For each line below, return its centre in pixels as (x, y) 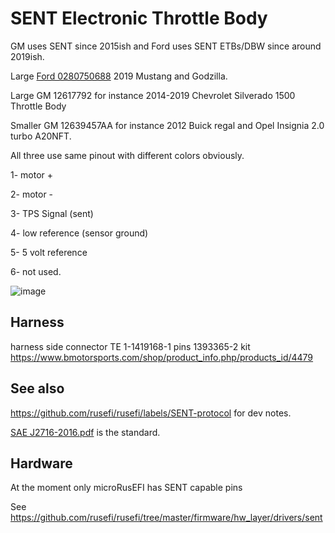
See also (37, 388)
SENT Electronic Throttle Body (139, 18)
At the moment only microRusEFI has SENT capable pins (126, 488)
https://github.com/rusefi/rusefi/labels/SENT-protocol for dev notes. (151, 413)
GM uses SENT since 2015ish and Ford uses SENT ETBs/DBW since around (166, 46)
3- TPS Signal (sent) (52, 213)
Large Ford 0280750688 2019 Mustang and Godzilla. (119, 76)
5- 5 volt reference (49, 252)
